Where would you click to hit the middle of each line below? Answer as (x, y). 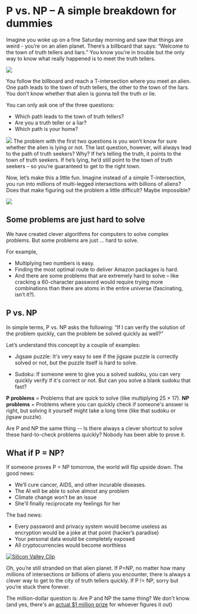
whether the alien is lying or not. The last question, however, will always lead (99, 147)
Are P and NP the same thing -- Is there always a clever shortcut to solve (94, 428)
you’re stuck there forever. (38, 587)
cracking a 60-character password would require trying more (89, 282)
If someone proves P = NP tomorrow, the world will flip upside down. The (95, 467)
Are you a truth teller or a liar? (51, 123)
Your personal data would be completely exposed (75, 539)
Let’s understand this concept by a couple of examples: (73, 345)
